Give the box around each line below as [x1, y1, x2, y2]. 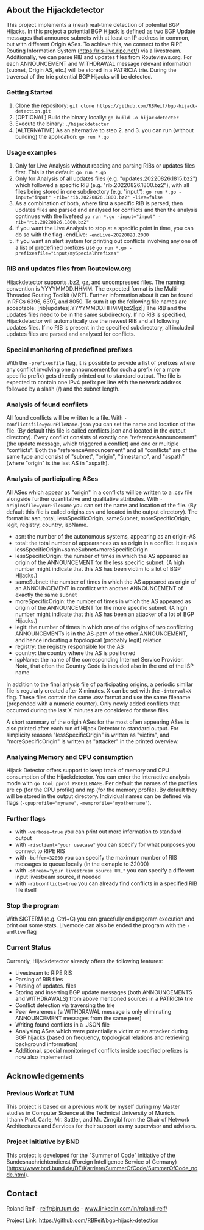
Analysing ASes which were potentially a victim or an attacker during [15, 1027, 188, 1034]
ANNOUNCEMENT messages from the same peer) [15, 1014, 142, 1022]
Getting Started [6, 88, 53, 96]
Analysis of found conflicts [6, 400, 88, 409]
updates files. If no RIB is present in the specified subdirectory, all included [6, 323, 194, 331]
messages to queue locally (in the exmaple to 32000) [15, 860, 149, 868]
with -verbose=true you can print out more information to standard [15, 828, 182, 835]
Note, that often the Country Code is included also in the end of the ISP [15, 662, 194, 670]
